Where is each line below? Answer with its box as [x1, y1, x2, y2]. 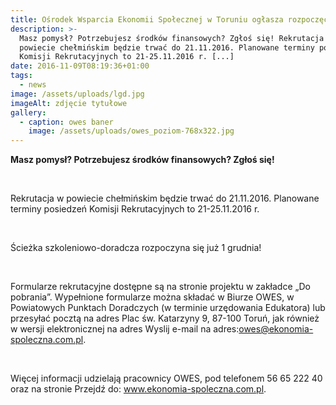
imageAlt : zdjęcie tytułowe [10, 98, 128, 108]
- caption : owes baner [19, 117, 114, 127]
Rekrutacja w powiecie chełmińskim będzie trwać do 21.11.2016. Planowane [10, 192, 320, 205]
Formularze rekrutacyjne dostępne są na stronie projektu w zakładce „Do [10, 281, 311, 293]
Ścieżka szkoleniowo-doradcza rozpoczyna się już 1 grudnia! [10, 242, 262, 254]
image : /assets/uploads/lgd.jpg [10, 89, 145, 99]
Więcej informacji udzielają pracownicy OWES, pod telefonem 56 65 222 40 [10, 372, 323, 385]
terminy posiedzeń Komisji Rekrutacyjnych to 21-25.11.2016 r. [10, 203, 260, 215]
